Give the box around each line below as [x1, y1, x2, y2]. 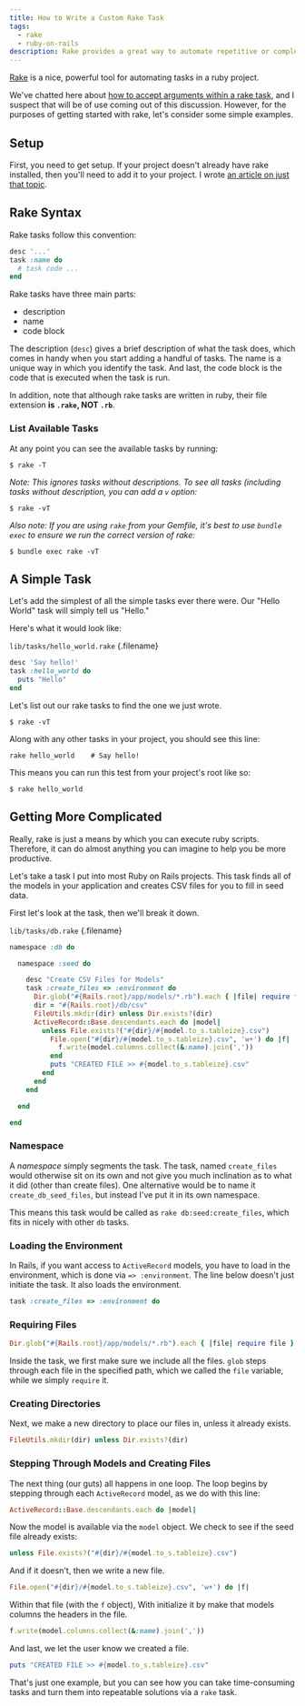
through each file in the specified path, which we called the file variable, [9, 1365, 284, 1376]
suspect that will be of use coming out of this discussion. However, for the [9, 99, 287, 110]
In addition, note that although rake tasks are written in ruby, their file [9, 390, 268, 401]
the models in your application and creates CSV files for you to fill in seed [9, 879, 284, 891]
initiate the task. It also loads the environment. [9, 1279, 182, 1290]
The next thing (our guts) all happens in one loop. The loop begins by [9, 1478, 268, 1489]
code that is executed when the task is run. [9, 372, 171, 383]
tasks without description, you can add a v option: [9, 486, 198, 497]
